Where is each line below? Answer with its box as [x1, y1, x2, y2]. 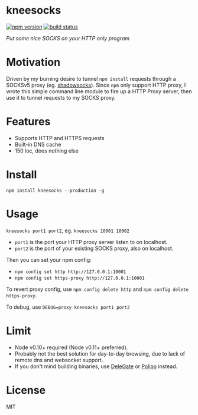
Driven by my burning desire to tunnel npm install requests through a [6, 75, 176, 82]
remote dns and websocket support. [14, 356, 103, 363]
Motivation [6, 56, 61, 69]
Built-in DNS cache [14, 141, 61, 148]
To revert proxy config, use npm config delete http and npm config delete [6, 286, 189, 293]
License [6, 384, 46, 397]
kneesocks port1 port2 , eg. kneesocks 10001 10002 [6, 227, 130, 234]
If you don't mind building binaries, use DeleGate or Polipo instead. [14, 363, 178, 370]
